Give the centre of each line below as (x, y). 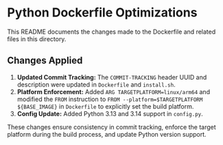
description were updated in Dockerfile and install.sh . (96, 85)
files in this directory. (37, 38)
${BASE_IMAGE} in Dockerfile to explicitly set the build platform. (105, 106)
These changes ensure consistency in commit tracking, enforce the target (111, 127)
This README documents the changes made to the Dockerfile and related (111, 32)
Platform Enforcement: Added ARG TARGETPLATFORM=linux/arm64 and (114, 91)
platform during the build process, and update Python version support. (107, 134)
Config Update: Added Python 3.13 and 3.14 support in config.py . (110, 113)
